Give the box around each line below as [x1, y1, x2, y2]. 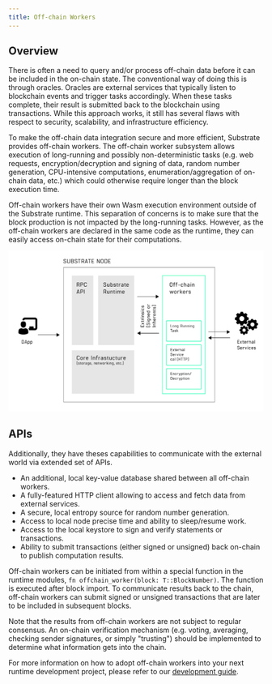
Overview [8, 45, 59, 58]
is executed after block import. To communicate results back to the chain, [8, 584, 254, 593]
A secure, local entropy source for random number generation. [19, 507, 229, 517]
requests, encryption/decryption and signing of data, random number [8, 159, 240, 169]
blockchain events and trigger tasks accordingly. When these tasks [8, 92, 232, 101]
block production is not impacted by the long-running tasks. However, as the [8, 217, 264, 227]
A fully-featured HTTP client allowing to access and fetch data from [19, 490, 245, 500]
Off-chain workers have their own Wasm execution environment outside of [8, 200, 257, 210]
